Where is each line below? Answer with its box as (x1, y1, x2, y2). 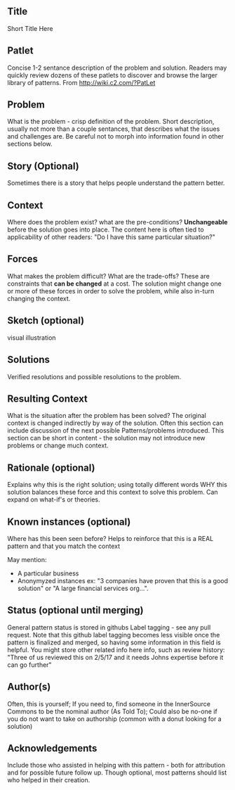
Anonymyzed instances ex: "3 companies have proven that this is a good (17, 576, 229, 585)
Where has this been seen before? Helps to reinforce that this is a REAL (7, 534, 214, 542)
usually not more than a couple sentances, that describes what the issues (7, 125, 220, 133)
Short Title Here (7, 24, 53, 32)
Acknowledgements (7, 742, 98, 754)
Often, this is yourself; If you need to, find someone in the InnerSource (7, 699, 210, 708)
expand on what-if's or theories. (7, 495, 100, 504)
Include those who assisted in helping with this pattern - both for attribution (7, 761, 226, 770)
